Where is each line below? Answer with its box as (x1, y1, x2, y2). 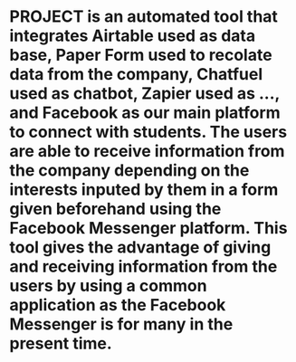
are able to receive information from (9, 141, 285, 162)
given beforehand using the (9, 199, 222, 219)
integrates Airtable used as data (9, 25, 256, 46)
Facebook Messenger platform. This (9, 218, 288, 239)
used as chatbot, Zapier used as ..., (9, 83, 281, 104)
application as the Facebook (9, 295, 226, 316)
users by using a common (9, 276, 207, 296)
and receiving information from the (9, 256, 278, 277)
